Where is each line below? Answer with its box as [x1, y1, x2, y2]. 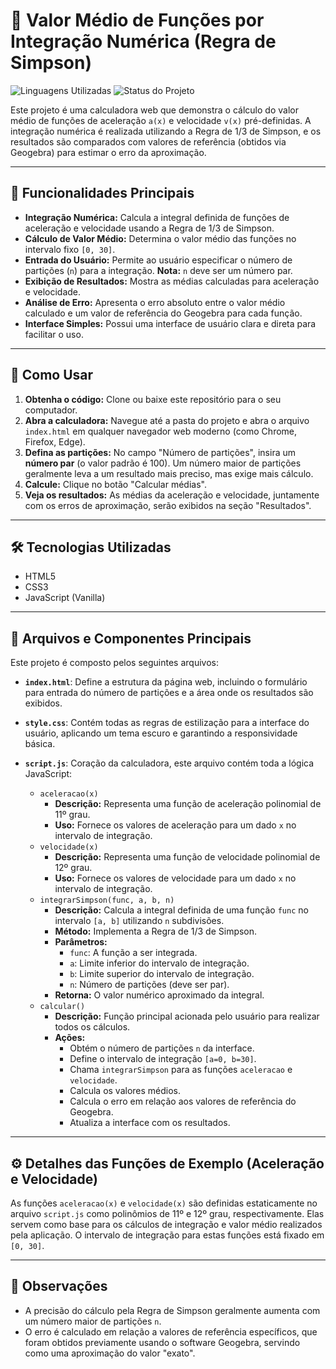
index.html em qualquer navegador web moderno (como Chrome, [24, 425, 298, 437]
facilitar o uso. [24, 328, 84, 340]
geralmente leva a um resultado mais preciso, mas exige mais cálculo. [24, 467, 314, 479]
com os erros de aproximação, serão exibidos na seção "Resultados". [24, 499, 312, 511]
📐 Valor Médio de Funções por [10, 9, 265, 32]
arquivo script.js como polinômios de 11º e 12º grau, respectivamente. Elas [10, 1208, 325, 1219]
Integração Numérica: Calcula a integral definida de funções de [24, 211, 290, 223]
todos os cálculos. [54, 1021, 131, 1033]
